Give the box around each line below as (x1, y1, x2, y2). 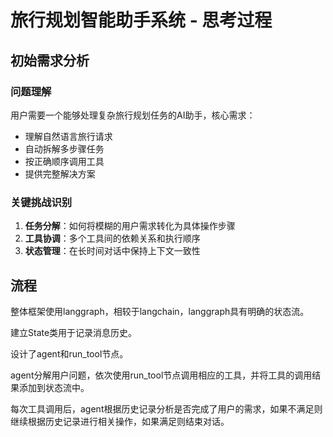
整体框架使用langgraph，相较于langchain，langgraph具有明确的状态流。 (10, 305, 310, 317)
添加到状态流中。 (18, 381, 90, 393)
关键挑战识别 (10, 195, 73, 209)
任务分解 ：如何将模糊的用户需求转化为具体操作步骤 (24, 220, 236, 232)
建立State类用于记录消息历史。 (10, 326, 138, 338)
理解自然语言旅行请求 (24, 130, 113, 142)
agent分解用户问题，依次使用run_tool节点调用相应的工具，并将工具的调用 (10, 369, 313, 381)
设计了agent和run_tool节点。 (10, 347, 129, 360)
